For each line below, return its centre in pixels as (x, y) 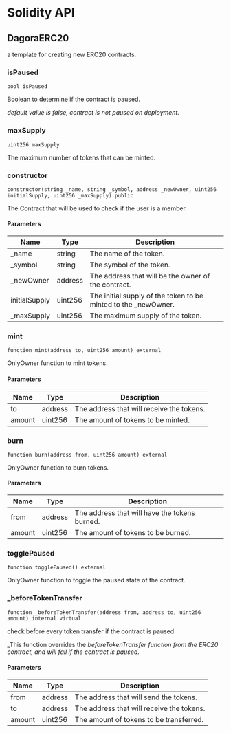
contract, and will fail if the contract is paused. (73, 652)
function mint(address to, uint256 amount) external (84, 351)
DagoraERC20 (38, 38)
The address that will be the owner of (150, 276)
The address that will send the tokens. (136, 697)
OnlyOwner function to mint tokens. (57, 363)
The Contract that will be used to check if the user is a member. (97, 208)
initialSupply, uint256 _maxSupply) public (70, 195)
